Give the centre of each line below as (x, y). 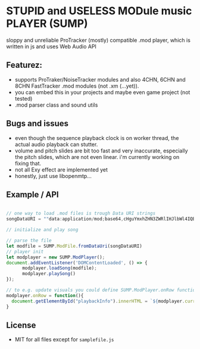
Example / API (32, 194)
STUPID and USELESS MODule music (99, 11)
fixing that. (28, 163)
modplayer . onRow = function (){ (45, 295)
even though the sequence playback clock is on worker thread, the (97, 138)
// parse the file (29, 241)
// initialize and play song (42, 230)
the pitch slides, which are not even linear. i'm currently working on (97, 157)
